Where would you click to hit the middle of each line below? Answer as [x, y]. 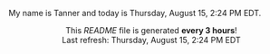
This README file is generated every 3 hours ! [151, 30]
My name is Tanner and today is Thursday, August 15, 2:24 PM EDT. [135, 13]
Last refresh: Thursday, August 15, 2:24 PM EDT [151, 40]
